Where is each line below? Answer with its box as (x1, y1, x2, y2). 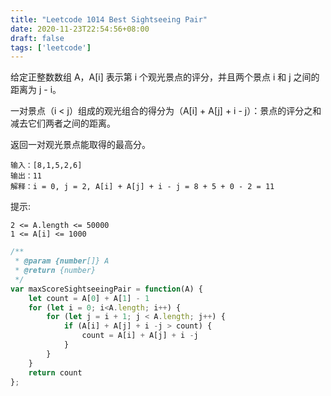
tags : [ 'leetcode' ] (10, 42, 92, 53)
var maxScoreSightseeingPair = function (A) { (10, 284, 203, 294)
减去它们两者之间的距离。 (10, 117, 116, 130)
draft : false (10, 33, 65, 43)
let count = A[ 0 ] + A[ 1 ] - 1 (28, 293, 150, 303)
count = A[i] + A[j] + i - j (81, 331, 199, 341)
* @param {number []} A (14, 256, 110, 266)
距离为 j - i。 (10, 84, 62, 96)
